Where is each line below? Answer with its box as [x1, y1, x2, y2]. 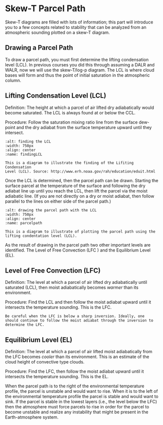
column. [5, 77, 21, 83]
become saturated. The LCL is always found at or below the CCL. [5, 109, 136, 115]
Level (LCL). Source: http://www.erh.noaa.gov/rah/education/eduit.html [5, 169, 156, 174]
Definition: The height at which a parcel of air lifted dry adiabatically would [5, 105, 154, 110]
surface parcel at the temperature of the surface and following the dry [5, 183, 146, 189]
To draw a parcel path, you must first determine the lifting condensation [5, 57, 149, 63]
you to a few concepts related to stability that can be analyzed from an [5, 24, 147, 30]
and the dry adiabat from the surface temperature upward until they [16, 124, 152, 130]
